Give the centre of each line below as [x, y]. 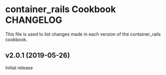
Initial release [19, 67]
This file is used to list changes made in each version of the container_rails [83, 34]
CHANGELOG [34, 20]
